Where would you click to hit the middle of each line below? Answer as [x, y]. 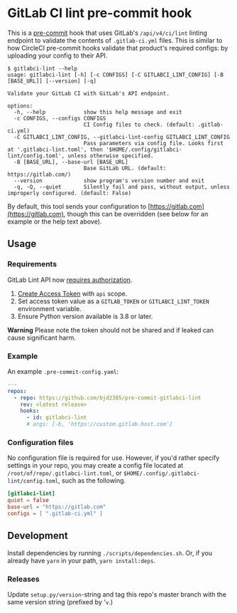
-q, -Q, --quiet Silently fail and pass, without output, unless [122, 187]
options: [20, 106]
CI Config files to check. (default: [139, 125]
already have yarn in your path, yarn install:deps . [82, 560]
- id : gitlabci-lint [56, 418]
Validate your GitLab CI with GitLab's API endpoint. [89, 93]
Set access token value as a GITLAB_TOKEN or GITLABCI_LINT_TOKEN [113, 301]
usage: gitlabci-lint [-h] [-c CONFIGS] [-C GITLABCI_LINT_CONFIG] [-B [115, 75]
